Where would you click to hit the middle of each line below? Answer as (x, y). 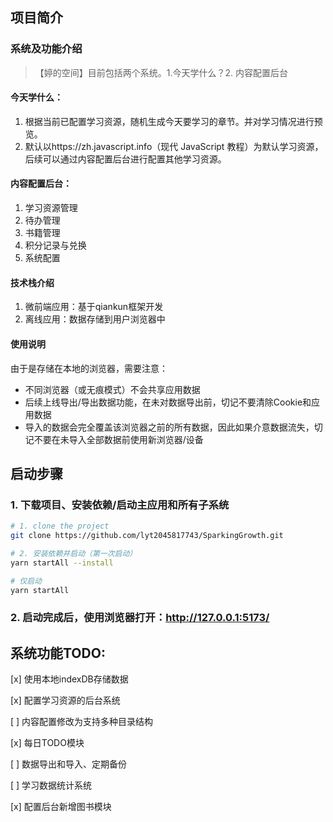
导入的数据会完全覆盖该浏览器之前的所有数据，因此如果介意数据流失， (169, 427)
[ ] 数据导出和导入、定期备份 (69, 764)
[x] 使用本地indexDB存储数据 (69, 679)
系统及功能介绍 (46, 49)
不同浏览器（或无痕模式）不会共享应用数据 (112, 389)
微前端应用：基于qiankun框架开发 (94, 307)
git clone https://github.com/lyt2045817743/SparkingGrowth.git (147, 536)
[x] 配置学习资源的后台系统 (65, 700)
